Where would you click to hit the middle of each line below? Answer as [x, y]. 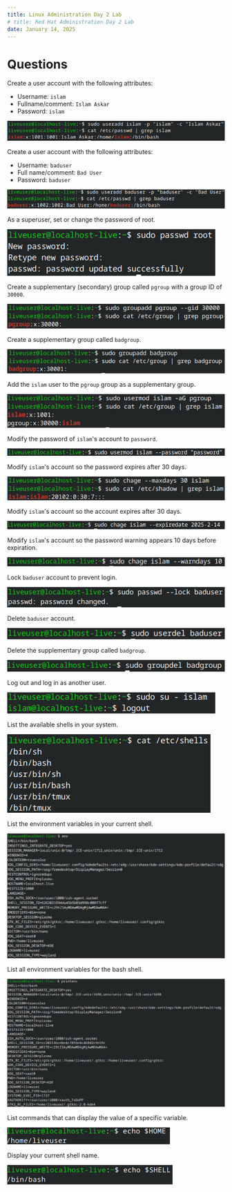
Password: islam [41, 111]
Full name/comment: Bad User [59, 173]
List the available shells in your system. [63, 724]
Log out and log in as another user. [57, 683]
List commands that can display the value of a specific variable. [98, 1117]
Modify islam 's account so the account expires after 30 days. [94, 512]
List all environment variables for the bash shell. [75, 970]
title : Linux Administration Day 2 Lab [65, 15]
